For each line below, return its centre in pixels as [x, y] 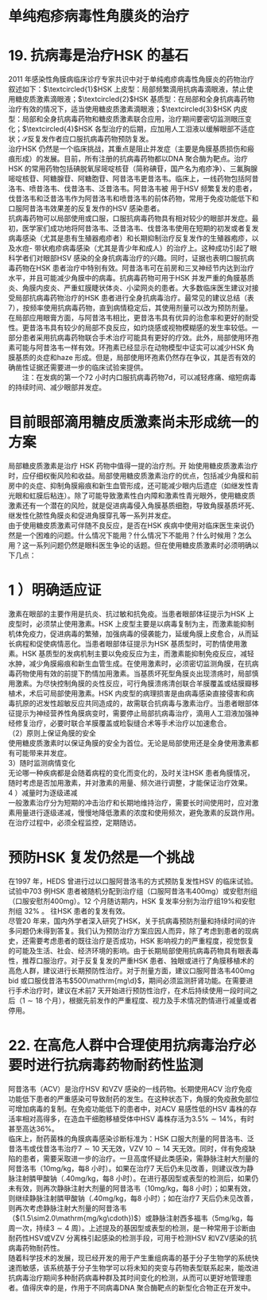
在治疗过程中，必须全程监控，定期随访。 [74, 823]
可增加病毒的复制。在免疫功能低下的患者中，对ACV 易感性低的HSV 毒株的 [129, 1108]
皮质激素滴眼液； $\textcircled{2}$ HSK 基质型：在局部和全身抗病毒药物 [138, 99]
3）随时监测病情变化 [42, 763]
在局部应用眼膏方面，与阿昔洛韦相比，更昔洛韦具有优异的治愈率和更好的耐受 [133, 318]
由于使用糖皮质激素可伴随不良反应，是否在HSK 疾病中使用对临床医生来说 [128, 526]
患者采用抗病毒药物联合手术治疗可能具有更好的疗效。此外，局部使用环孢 [140, 338]
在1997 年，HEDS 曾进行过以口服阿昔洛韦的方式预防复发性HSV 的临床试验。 [133, 881]
